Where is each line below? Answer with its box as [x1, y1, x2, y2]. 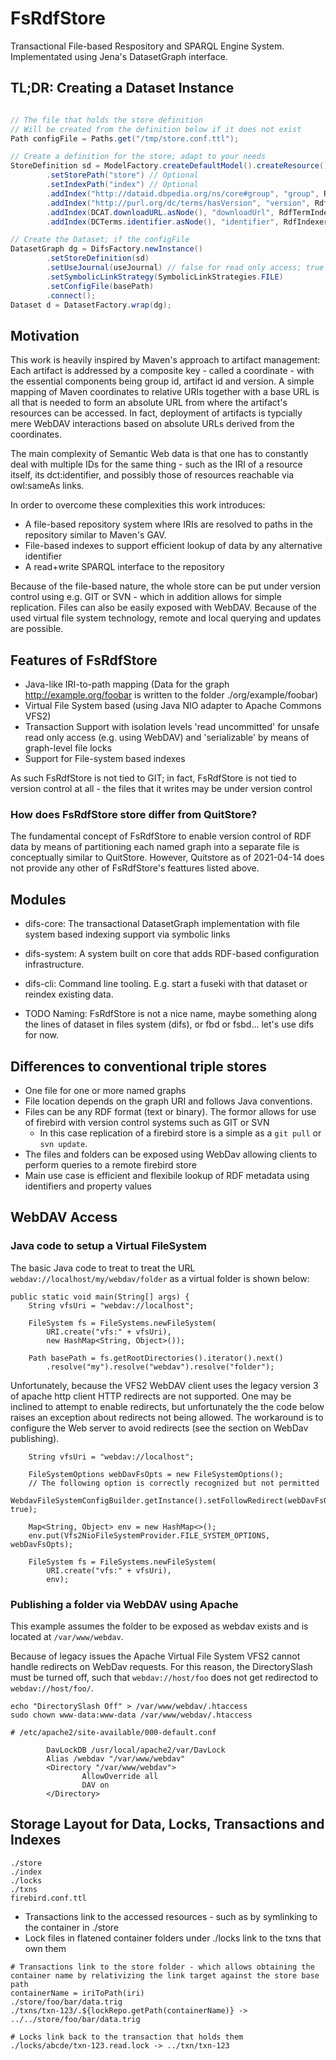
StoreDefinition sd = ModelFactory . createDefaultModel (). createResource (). [10, 161, 333, 171]
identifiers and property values [24, 1180, 152, 1192]
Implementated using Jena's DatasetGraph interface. [10, 50, 228, 62]
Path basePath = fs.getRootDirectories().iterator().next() [28, 1353, 284, 1363]
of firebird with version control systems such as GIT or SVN [24, 1116, 270, 1128]
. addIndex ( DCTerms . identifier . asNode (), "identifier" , [46, 217, 280, 227]
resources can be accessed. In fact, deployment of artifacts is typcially [10, 407, 303, 419]
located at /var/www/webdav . [10, 1630, 124, 1642]
